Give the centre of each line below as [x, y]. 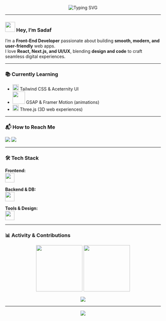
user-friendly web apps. [30, 46]
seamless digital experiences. [35, 56]
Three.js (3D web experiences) [51, 109]
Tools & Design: [21, 208]
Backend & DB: [21, 189]
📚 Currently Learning [32, 74]
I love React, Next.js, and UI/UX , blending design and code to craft [74, 51]
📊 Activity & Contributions [38, 235]
